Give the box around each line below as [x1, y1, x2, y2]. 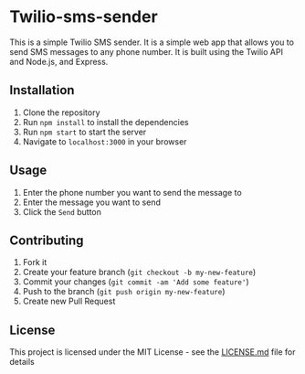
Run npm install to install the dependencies [22, 116, 189, 127]
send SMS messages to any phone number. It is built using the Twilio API [9, 46, 283, 57]
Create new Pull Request [22, 295, 116, 307]
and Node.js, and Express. [9, 56, 109, 67]
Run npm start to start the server [22, 126, 147, 137]
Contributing [9, 232, 84, 248]
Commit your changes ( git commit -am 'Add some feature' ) [22, 276, 249, 287]
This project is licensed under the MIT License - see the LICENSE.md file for [9, 347, 296, 358]
